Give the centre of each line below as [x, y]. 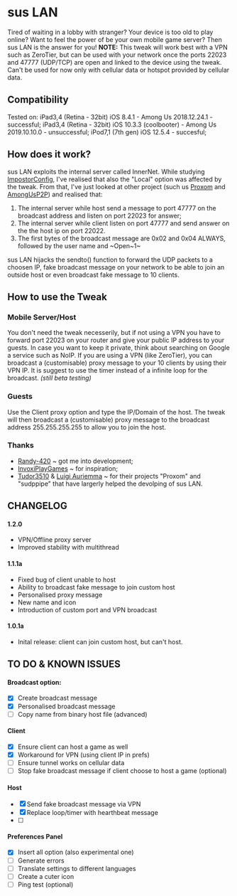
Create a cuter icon [46, 876]
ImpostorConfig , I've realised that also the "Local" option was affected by [115, 179]
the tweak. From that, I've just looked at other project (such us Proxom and [116, 186]
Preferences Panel [35, 836]
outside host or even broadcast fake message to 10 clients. [93, 274]
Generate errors [41, 860]
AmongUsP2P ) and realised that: [55, 194]
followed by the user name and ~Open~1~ [79, 245]
